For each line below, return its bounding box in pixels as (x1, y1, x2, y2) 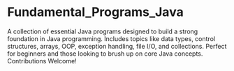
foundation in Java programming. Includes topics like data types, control (7, 34, 215, 42)
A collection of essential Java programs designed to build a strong (7, 27, 198, 35)
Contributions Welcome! (7, 56, 77, 65)
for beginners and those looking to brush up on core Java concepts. (7, 49, 203, 58)
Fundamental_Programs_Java (7, 4, 184, 20)
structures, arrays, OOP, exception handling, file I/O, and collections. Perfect (7, 42, 227, 50)
